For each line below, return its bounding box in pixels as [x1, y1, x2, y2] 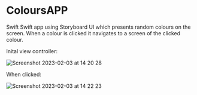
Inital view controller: [6, 47, 58, 54]
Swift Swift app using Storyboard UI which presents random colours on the [6, 23, 191, 30]
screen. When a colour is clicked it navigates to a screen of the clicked [6, 29, 181, 36]
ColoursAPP [6, 4, 68, 17]
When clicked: [6, 71, 42, 78]
